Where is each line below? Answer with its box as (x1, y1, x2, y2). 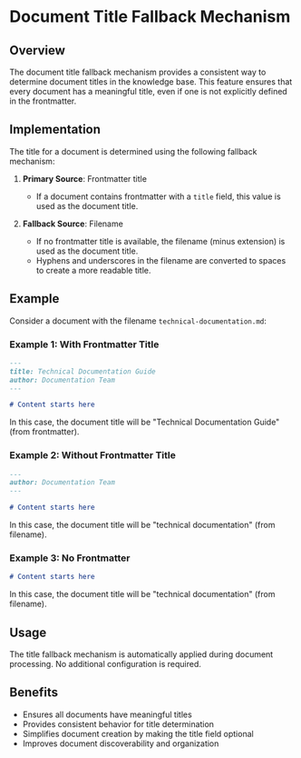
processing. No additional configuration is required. (9, 659, 202, 670)
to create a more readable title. (35, 264, 151, 275)
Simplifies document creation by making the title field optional (22, 728, 254, 739)
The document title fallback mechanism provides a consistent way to (9, 66, 267, 77)
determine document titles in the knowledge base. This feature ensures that (9, 76, 293, 87)
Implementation (9, 122, 102, 137)
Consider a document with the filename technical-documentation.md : (9, 315, 267, 326)
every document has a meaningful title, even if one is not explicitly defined (9, 86, 287, 96)
